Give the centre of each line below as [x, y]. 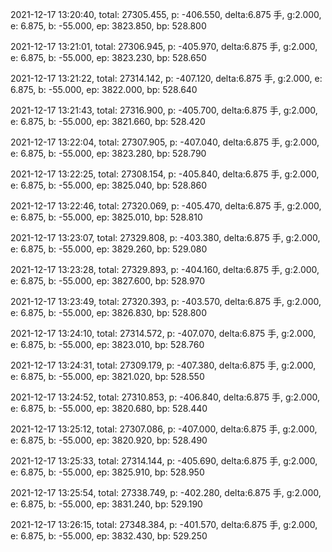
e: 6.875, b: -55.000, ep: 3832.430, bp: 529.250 [109, 536]
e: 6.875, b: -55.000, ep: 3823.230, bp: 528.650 [108, 57]
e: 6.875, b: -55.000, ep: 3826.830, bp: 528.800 [109, 312]
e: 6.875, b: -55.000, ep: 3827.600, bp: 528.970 [107, 281]
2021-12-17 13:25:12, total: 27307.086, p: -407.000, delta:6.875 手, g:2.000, [164, 429]
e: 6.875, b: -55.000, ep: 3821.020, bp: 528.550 [107, 376]
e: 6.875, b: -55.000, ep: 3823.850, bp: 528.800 [108, 26]
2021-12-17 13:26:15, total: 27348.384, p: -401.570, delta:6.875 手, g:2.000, [164, 524]
